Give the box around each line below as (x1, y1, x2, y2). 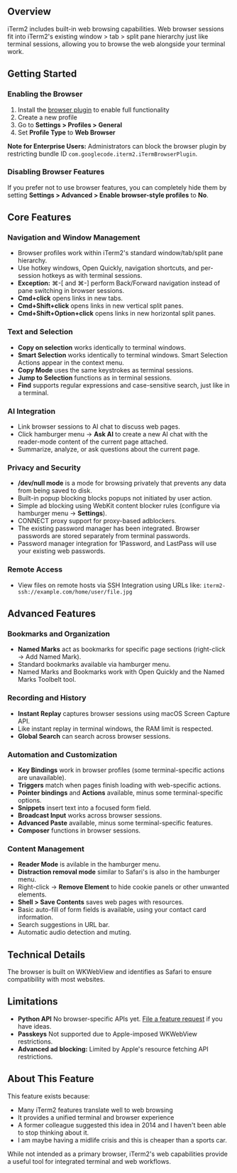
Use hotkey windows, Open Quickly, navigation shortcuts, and (17, 264, 200, 272)
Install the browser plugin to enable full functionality (17, 105, 170, 114)
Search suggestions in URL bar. (17, 921, 110, 929)
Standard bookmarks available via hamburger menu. (17, 660, 171, 669)
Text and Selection (7, 327, 73, 337)
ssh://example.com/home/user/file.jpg (17, 588, 133, 596)
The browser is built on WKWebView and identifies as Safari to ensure (7, 968, 212, 976)
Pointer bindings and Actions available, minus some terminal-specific (17, 788, 224, 797)
